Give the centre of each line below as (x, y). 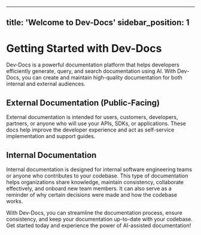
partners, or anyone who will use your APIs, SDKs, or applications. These (96, 124)
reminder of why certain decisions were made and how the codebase (92, 194)
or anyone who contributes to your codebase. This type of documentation (97, 176)
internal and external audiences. (46, 84)
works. (15, 201)
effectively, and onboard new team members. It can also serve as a (89, 188)
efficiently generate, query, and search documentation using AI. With (91, 71)
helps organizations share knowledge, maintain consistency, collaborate (95, 182)
